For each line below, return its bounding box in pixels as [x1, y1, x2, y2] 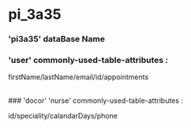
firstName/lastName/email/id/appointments [8, 72, 149, 82]
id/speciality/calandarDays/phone [8, 112, 118, 121]
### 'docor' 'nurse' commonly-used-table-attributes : [8, 96, 184, 105]
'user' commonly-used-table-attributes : [8, 55, 168, 66]
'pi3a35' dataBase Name [8, 34, 105, 45]
